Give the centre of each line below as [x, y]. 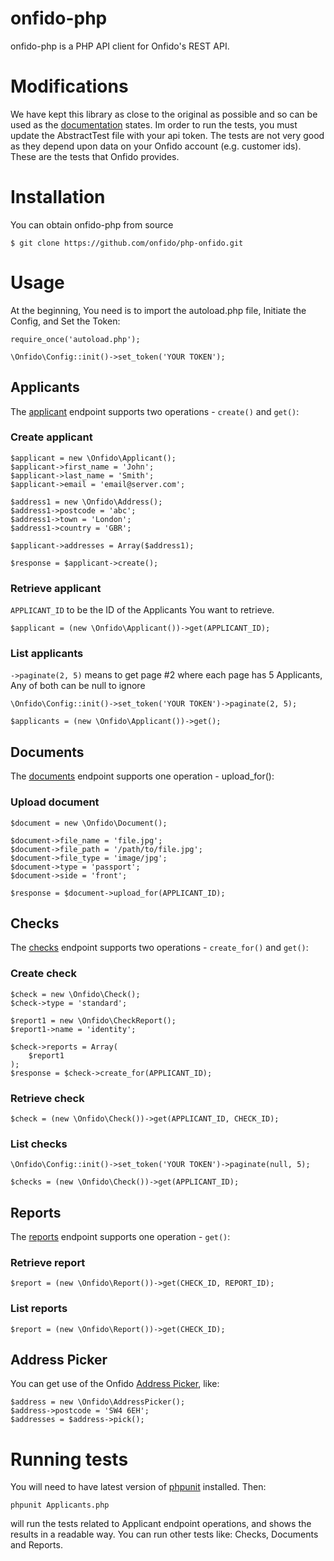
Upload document [55, 802]
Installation [58, 197]
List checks [39, 1144]
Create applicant [51, 437]
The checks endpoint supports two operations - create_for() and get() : [159, 948]
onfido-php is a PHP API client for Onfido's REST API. [120, 46]
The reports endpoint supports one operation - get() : [120, 1237]
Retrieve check [47, 1098]
